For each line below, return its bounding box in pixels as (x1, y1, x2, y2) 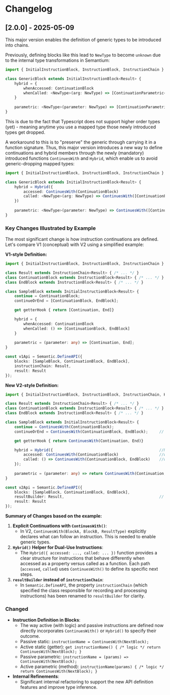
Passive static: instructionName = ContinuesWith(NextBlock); (20, 639, 149, 645)
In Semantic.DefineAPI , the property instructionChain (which (20, 582, 148, 588)
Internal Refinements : (12, 673, 60, 680)
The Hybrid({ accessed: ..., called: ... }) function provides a (20, 550, 158, 556)
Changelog (5, 3, 53, 15)
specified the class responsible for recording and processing (20, 587, 147, 594)
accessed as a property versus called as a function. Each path (20, 561, 150, 567)
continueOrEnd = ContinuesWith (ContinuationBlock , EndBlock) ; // (14, 429, 164, 434)
